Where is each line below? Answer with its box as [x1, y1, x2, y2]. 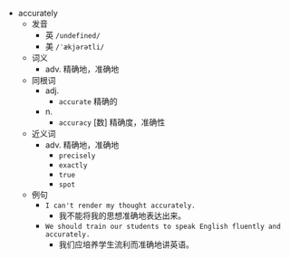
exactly [58, 161, 88, 170]
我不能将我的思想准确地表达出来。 [58, 210, 187, 221]
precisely [58, 151, 96, 160]
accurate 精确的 [58, 96, 118, 107]
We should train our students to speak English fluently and [44, 222, 281, 231]
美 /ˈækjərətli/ [44, 41, 105, 52]
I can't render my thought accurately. [44, 201, 197, 210]
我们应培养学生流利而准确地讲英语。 [58, 239, 195, 250]
